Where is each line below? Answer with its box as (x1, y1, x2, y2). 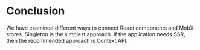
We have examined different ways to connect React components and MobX (6, 24, 194, 31)
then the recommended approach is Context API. (6, 37, 128, 44)
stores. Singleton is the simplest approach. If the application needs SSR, (6, 30, 185, 37)
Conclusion (6, 4, 65, 18)
